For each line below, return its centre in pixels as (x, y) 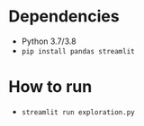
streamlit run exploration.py (78, 112)
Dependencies (64, 17)
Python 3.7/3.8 (49, 41)
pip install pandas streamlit (78, 51)
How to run (50, 87)
